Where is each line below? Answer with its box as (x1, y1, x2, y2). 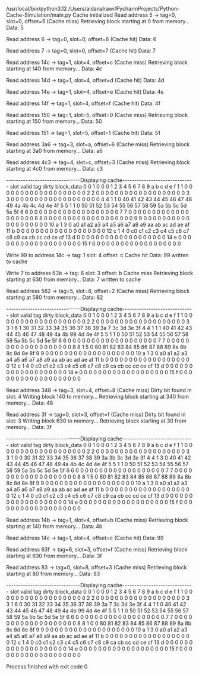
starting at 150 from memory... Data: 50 (6, 118, 102, 125)
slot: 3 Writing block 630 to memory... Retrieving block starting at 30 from (6, 417, 187, 424)
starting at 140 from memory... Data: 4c (6, 65, 103, 72)
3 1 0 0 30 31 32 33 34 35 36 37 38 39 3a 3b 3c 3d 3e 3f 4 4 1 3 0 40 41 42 (6, 454, 191, 461)
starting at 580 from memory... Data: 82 (6, 294, 103, 301)
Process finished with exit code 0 (6, 663, 88, 670)
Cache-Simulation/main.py (6, 11, 71, 19)
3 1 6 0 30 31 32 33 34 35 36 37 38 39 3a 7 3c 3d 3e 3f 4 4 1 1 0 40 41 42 (6, 601, 187, 608)
